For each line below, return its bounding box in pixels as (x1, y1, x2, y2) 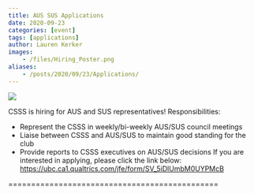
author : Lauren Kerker (8, 41, 83, 49)
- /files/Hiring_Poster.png (22, 56, 114, 64)
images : (8, 48, 34, 56)
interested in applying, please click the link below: (19, 155, 182, 165)
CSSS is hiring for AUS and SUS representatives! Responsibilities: (8, 106, 221, 116)
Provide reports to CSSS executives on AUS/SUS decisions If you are (19, 147, 245, 156)
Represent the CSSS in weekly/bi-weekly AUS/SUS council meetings (19, 121, 243, 131)
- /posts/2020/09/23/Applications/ (22, 70, 140, 78)
